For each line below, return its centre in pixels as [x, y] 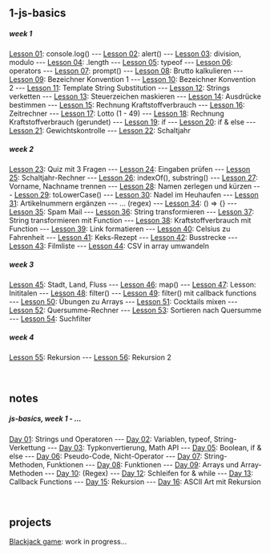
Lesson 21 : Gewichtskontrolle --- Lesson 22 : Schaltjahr [100, 131]
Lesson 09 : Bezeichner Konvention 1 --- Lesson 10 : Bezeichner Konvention [132, 79]
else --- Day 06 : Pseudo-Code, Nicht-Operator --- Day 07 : [106, 456]
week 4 [22, 337]
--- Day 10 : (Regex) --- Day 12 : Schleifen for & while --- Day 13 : [149, 473]
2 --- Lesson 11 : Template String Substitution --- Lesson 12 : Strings [120, 88]
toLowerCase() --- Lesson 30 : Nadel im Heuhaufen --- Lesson [155, 195]
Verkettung [28, 447]
